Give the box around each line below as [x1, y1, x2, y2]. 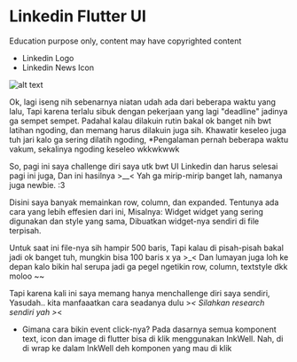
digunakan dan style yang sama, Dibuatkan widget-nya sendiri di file [9, 216, 260, 226]
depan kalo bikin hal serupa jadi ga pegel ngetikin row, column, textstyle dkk [9, 261, 288, 271]
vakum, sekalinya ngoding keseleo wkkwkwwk [9, 144, 180, 154]
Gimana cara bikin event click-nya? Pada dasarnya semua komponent [21, 324, 277, 334]
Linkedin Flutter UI [9, 6, 146, 27]
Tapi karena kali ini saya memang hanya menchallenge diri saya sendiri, [9, 287, 270, 298]
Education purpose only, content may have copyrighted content [9, 35, 242, 46]
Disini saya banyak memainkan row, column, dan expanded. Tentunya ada [9, 197, 279, 208]
